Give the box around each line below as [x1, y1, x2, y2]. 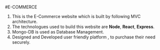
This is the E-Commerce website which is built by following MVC [12, 14, 141, 19]
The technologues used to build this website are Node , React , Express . [12, 24, 155, 30]
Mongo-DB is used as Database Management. [12, 29, 104, 34]
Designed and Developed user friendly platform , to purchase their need [12, 34, 156, 40]
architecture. [12, 19, 38, 24]
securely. [12, 39, 30, 45]
